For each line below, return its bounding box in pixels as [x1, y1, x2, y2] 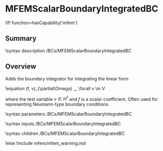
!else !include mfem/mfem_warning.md [5, 140, 86, 146]
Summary [5, 34, 37, 43]
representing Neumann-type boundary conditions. [5, 101, 110, 107]
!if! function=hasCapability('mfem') [5, 20, 78, 26]
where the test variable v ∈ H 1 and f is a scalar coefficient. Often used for [5, 95, 158, 102]
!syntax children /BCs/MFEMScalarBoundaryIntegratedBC [5, 130, 125, 136]
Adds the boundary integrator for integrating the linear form [5, 75, 129, 82]
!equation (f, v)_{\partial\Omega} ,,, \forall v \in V [5, 85, 105, 91]
